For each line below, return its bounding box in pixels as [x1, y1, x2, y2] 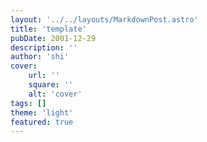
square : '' [28, 80, 74, 90]
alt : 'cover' [28, 89, 83, 99]
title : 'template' [10, 24, 87, 34]
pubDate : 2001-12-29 [10, 33, 97, 43]
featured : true [10, 117, 74, 127]
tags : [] [10, 98, 47, 108]
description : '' [10, 42, 78, 53]
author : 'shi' [10, 52, 70, 62]
